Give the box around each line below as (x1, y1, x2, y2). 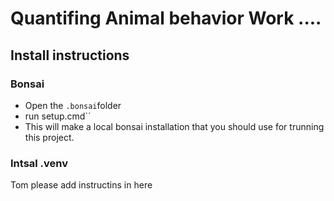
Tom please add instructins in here (10, 179, 153, 191)
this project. (24, 131, 75, 143)
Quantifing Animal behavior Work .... (10, 7, 322, 30)
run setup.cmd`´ (24, 110, 92, 122)
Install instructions (10, 47, 130, 64)
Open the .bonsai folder (24, 99, 122, 111)
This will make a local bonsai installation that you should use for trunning (24, 120, 325, 132)
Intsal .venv (10, 156, 69, 170)
